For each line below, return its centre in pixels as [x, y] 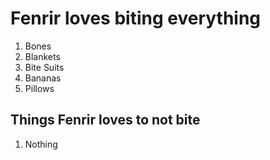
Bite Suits [44, 67]
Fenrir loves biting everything [136, 18]
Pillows [39, 88]
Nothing [41, 144]
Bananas [43, 78]
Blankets [42, 56]
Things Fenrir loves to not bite [105, 120]
